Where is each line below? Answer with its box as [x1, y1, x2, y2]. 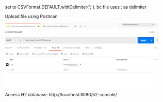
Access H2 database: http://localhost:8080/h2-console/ [5, 91, 117, 97]
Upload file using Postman [5, 14, 58, 19]
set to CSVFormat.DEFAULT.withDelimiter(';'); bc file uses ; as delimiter [5, 4, 147, 10]
